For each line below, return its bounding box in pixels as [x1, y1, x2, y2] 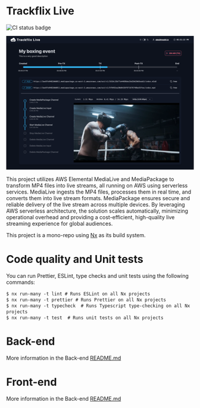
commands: [6, 279, 36, 286]
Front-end [6, 375, 57, 389]
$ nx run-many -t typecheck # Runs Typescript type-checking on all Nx [6, 303, 190, 309]
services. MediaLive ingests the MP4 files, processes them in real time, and [6, 188, 192, 195]
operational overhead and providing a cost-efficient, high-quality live [6, 214, 175, 221]
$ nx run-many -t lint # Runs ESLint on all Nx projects [6, 291, 151, 297]
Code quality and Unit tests [6, 253, 144, 266]
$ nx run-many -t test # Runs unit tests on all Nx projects [6, 315, 164, 321]
